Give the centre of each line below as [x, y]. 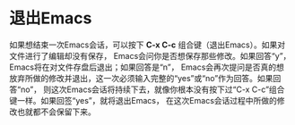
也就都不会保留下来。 [56, 112]
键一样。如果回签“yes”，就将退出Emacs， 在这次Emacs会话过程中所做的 [143, 100]
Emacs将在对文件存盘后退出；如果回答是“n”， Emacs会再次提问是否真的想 [147, 67]
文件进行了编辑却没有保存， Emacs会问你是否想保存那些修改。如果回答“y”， [150, 55]
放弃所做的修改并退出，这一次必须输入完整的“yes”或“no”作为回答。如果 [141, 78]
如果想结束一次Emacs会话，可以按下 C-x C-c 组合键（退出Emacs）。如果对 [147, 45]
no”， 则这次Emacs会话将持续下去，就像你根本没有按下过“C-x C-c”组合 [153, 89]
